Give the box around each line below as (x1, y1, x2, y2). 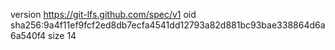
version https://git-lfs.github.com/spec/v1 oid (10, 9, 197, 20)
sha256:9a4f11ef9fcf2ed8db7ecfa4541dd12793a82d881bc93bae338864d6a (10, 19, 326, 31)
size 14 (48, 30, 77, 41)
